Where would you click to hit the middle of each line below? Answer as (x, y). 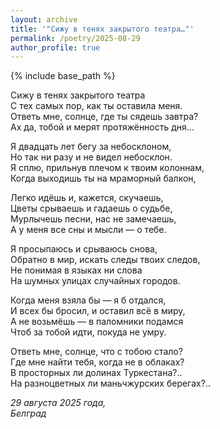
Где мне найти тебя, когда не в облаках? (97, 362)
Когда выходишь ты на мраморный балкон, (103, 178)
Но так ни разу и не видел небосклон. (91, 157)
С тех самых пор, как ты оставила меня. (96, 106)
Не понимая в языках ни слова (76, 270)
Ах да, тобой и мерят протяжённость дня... (102, 127)
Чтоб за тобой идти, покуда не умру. (88, 332)
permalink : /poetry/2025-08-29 (75, 38)
